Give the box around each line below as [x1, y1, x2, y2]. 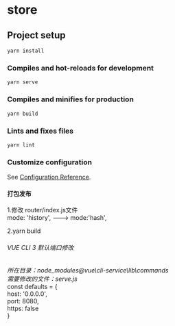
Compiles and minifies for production [7, 95, 134, 104]
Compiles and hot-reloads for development [7, 63, 154, 73]
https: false [7, 304, 39, 312]
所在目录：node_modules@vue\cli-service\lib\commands [7, 266, 169, 274]
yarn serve [7, 79, 38, 86]
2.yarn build [7, 227, 41, 235]
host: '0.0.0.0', [7, 290, 48, 298]
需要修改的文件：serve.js [7, 275, 78, 283]
